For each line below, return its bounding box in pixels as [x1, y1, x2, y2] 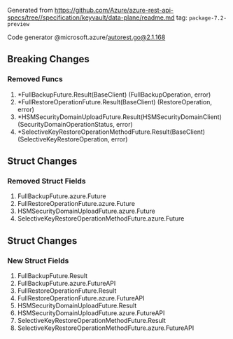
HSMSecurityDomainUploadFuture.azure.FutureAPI [17, 309, 165, 317]
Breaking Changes [7, 53, 90, 65]
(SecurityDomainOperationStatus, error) [17, 120, 133, 128]
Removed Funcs [7, 74, 63, 84]
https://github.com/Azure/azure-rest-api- [55, 6, 174, 14]
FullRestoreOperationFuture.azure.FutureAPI [17, 294, 145, 303]
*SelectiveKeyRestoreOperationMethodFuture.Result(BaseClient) [17, 127, 205, 136]
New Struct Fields [7, 256, 69, 265]
